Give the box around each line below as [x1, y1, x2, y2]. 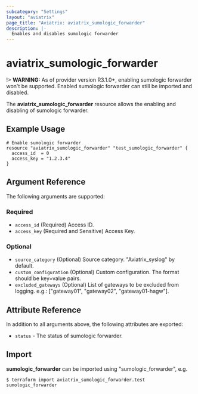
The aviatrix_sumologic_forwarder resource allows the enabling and [6, 101, 176, 108]
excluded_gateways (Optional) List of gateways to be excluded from [14, 281, 180, 288]
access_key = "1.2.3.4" [11, 156, 70, 162]
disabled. [6, 89, 29, 96]
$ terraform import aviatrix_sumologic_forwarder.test [6, 377, 146, 383]
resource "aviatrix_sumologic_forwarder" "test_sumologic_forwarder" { [6, 145, 188, 151]
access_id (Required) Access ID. [14, 221, 94, 228]
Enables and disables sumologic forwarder [11, 31, 119, 37]
